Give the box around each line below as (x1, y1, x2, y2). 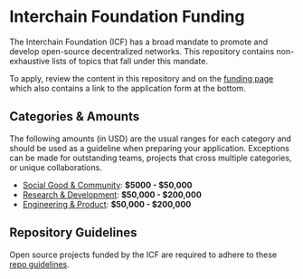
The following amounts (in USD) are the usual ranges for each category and (9, 133, 292, 144)
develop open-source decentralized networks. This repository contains (9, 45, 275, 56)
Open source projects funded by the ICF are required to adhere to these (9, 249, 278, 260)
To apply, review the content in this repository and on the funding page (9, 72, 274, 83)
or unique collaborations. (9, 161, 102, 173)
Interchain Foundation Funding (9, 6, 245, 27)
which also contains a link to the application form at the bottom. (9, 82, 246, 93)
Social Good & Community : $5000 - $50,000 (22, 179, 193, 190)
